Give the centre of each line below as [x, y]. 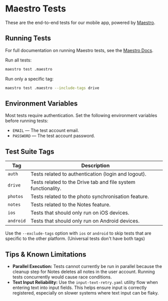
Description [95, 165]
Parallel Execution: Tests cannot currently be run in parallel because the [87, 266]
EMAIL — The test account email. [45, 130]
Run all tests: [18, 60]
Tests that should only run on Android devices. [85, 221]
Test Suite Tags [30, 151]
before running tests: [27, 121]
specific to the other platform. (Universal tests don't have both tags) [75, 238]
